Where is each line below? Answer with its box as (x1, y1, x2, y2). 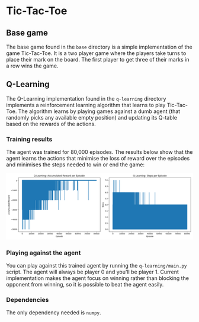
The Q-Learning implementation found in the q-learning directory (6, 95, 166, 102)
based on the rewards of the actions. (6, 120, 96, 127)
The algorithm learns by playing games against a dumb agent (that (18, 108, 181, 115)
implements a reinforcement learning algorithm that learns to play (6, 101, 166, 108)
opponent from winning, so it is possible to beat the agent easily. (6, 281, 164, 288)
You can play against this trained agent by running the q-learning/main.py (6, 262, 187, 269)
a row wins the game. (6, 62, 59, 69)
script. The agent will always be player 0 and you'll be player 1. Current (6, 268, 179, 276)
